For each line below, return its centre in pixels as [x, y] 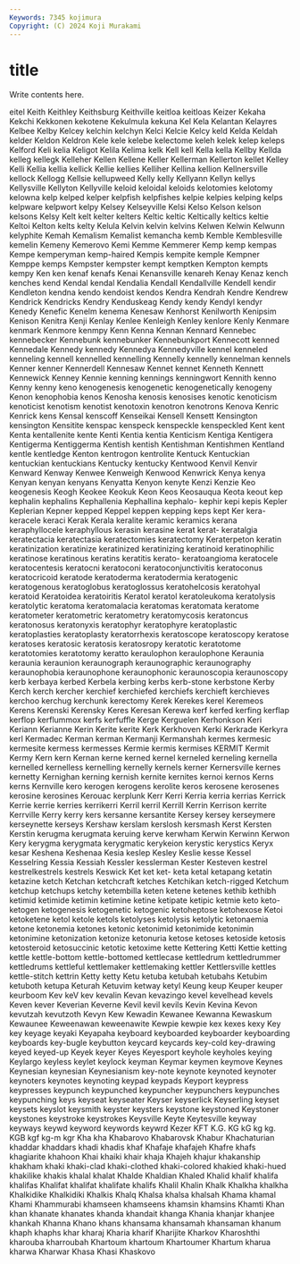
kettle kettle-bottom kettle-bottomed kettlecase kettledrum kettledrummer [145, 957]
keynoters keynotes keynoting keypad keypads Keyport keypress [129, 1081]
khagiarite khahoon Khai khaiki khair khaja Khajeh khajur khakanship [135, 1157]
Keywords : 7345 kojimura [55, 17]
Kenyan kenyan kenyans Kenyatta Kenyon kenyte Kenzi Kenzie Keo [133, 483]
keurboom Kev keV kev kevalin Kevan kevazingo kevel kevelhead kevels [142, 995]
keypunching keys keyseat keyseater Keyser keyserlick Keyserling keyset [144, 1100]
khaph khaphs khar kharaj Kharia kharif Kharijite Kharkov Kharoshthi [135, 1233]
